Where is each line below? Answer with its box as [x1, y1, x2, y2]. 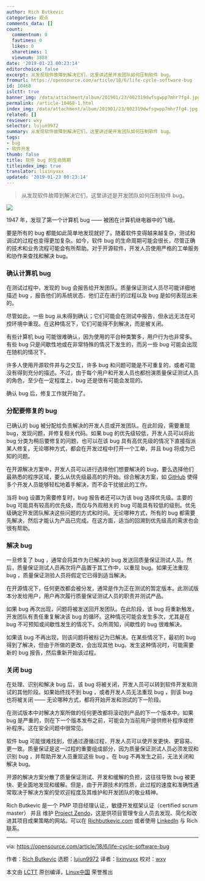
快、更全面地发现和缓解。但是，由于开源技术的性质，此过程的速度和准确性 [6, 781, 193, 788]
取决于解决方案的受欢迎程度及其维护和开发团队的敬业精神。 [11, 788, 162, 796]
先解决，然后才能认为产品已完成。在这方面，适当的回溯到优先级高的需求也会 [6, 516, 199, 524]
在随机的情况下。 [6, 349, 49, 356]
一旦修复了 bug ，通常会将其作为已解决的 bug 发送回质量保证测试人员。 [6, 556, 187, 564]
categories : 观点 [6, 15, 49, 21]
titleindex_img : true [6, 163, 62, 169]
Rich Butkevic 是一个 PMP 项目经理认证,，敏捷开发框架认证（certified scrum [6, 802, 198, 809]
